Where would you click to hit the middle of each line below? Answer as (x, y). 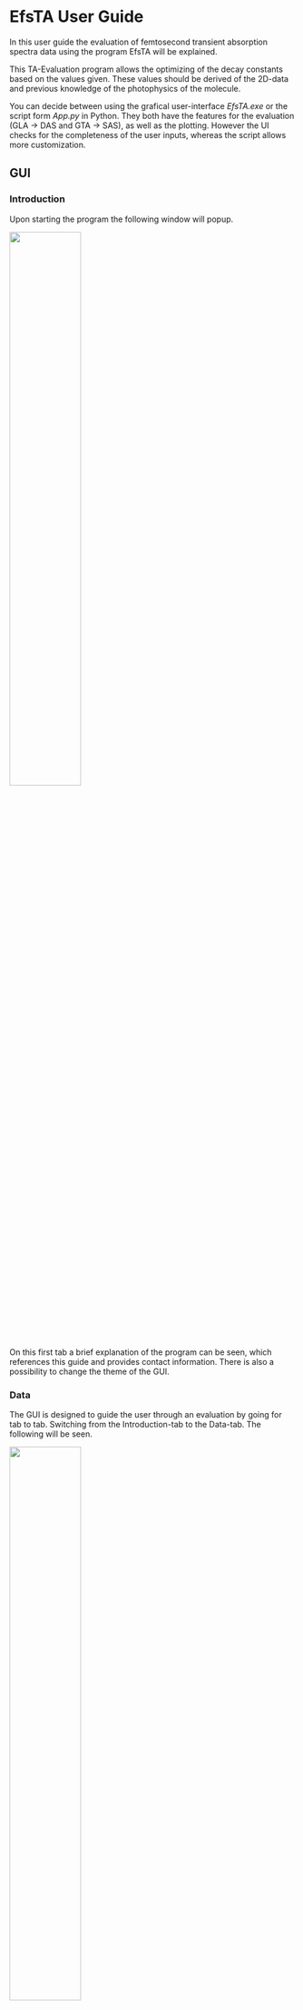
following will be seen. (51, 1434)
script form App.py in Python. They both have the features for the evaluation (152, 115)
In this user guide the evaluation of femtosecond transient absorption (139, 42)
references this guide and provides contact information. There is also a (142, 1361)
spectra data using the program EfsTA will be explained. (113, 51)
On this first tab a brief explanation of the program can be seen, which (141, 1352)
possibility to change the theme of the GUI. (89, 1371)
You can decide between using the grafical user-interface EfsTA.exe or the (149, 105)
